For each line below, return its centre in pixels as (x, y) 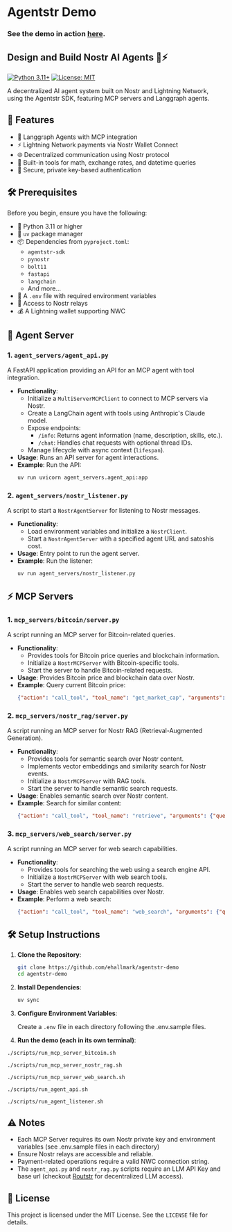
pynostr (38, 259)
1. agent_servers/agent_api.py (58, 355)
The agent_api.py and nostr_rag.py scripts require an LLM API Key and (119, 1169)
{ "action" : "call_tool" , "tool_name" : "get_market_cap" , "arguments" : (121, 698)
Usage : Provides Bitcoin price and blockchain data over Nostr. (106, 677)
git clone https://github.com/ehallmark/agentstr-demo (98, 967)
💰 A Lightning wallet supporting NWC (71, 311)
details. (18, 1222)
